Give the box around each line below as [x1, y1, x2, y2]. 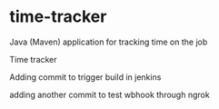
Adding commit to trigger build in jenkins [9, 71, 162, 83]
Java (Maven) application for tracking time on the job [9, 36, 208, 47]
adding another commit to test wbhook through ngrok [9, 89, 211, 100]
